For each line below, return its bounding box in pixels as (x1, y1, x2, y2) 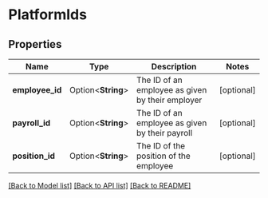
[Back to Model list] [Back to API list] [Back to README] (8, 181, 191, 190)
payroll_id (12, 117, 51, 129)
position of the (136, 150, 191, 161)
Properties (8, 38, 62, 51)
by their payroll (136, 128, 193, 138)
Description (151, 61, 197, 72)
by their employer (136, 94, 203, 105)
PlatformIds (8, 6, 88, 24)
